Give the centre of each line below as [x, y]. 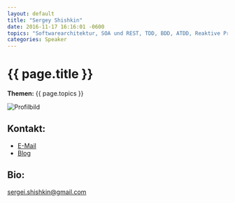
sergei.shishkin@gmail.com [47, 192]
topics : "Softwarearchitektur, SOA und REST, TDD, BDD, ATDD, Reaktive [114, 33]
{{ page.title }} [50, 74]
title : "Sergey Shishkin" [45, 20]
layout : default [31, 14]
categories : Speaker [37, 40]
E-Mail [27, 145]
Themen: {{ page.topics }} [45, 93]
